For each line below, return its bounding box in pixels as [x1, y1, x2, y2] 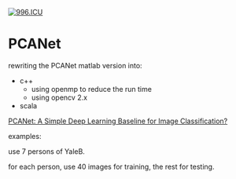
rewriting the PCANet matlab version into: [8, 60, 143, 70]
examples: [8, 131, 42, 141]
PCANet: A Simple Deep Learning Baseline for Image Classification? [8, 116, 228, 126]
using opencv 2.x [31, 93, 88, 102]
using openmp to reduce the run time [31, 84, 152, 93]
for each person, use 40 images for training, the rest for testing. [8, 162, 215, 171]
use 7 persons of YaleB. [8, 146, 85, 156]
